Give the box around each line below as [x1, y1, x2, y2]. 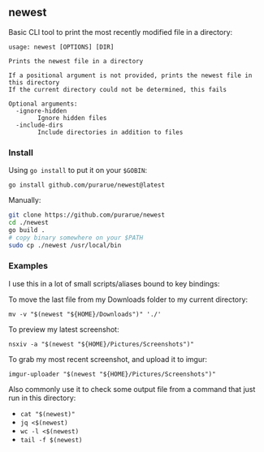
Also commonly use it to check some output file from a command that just [8, 384, 256, 394]
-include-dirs [15, 121, 63, 129]
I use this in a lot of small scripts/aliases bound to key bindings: [8, 278, 220, 288]
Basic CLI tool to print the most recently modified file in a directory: [8, 27, 233, 37]
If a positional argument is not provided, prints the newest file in [8, 71, 253, 80]
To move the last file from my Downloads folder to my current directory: [8, 295, 249, 304]
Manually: [8, 196, 41, 205]
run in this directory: [8, 393, 76, 402]
